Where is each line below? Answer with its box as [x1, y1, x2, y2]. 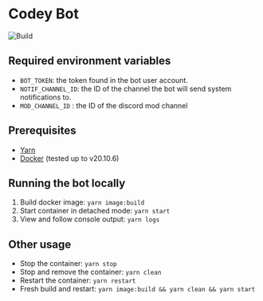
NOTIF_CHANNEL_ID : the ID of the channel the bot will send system [19, 84, 232, 93]
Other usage [8, 237, 72, 251]
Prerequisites [8, 124, 77, 138]
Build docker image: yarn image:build [19, 197, 145, 207]
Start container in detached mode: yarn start [19, 206, 171, 216]
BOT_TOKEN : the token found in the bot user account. [19, 75, 189, 84]
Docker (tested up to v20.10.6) [19, 153, 120, 163]
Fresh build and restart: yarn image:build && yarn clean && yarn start [19, 284, 256, 294]
